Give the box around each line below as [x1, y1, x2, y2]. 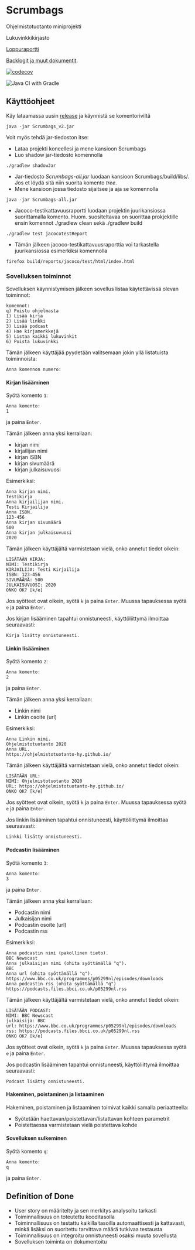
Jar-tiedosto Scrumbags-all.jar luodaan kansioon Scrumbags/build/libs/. [14, 173, 190, 180]
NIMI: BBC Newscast [6, 1012, 54, 1019]
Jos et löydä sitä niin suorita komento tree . [14, 179, 117, 186]
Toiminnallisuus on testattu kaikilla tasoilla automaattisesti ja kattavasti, [14, 1219, 186, 1227]
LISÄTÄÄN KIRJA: [6, 557, 46, 563]
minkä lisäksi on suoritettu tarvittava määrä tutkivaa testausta [14, 1225, 163, 1232]
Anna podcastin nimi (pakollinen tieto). [6, 950, 109, 956]
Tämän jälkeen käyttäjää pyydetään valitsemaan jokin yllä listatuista [6, 349, 169, 356]
